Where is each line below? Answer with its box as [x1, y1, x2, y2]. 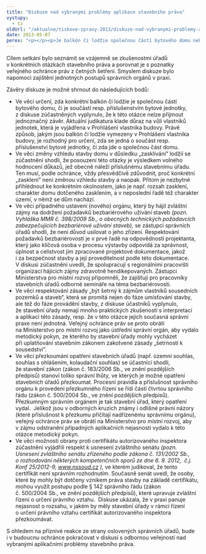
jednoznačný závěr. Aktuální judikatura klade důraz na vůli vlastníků [15, 117, 186, 125]
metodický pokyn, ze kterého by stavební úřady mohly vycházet [15, 333, 177, 340]
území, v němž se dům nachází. [15, 196, 96, 203]
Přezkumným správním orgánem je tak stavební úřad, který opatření [15, 398, 187, 405]
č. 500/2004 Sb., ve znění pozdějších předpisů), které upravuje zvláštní [15, 490, 196, 496]
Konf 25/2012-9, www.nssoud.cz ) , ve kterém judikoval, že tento [15, 463, 178, 470]
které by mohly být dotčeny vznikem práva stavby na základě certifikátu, [15, 477, 199, 483]
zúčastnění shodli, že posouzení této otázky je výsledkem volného [15, 157, 183, 163]
